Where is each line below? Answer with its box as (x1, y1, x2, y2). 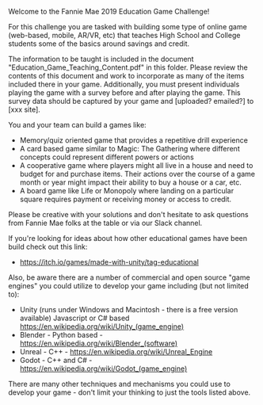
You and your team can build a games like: (8, 120, 147, 129)
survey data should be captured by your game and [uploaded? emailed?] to (8, 97, 254, 105)
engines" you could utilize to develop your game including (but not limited (8, 281, 250, 290)
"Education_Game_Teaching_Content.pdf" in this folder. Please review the (8, 63, 248, 72)
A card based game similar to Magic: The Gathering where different (19, 144, 240, 153)
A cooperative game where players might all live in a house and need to (19, 161, 253, 170)
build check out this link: (8, 242, 88, 251)
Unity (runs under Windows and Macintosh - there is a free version (19, 305, 238, 314)
